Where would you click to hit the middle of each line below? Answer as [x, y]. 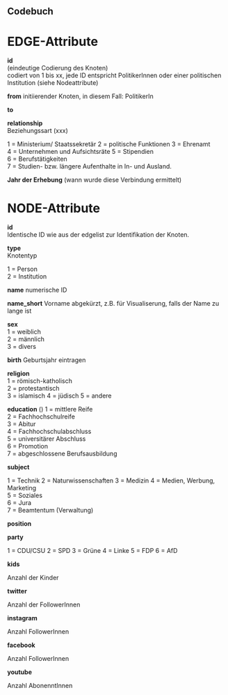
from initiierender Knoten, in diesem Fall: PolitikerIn [81, 96]
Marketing [22, 488]
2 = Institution [27, 276]
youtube [20, 672]
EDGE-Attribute [53, 41]
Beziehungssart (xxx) [38, 131]
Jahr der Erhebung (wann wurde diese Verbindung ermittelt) [95, 180]
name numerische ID [37, 290]
